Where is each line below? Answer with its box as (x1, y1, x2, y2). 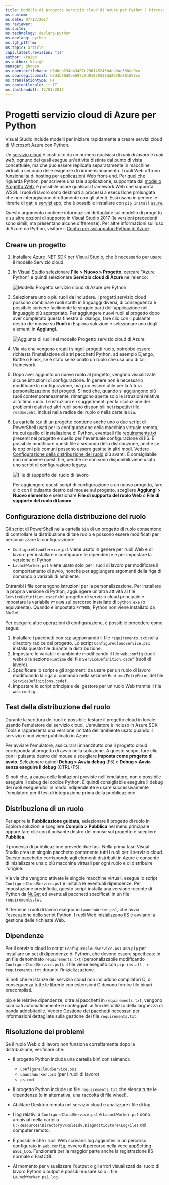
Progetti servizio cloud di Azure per (5, 109, 156, 120)
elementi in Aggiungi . (12, 326, 58, 333)
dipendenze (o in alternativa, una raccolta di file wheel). (12, 1092, 128, 1098)
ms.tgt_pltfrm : (5, 40, 37, 45)
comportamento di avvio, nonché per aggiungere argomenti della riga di (12, 568, 162, 574)
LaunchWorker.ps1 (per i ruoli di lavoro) (20, 1071, 100, 1077)
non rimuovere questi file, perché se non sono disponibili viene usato (12, 457, 156, 463)
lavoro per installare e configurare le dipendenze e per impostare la (12, 552, 152, 558)
